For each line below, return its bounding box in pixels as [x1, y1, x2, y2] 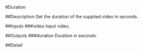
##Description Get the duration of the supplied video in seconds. [5, 14, 139, 19]
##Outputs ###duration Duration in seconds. [5, 33, 97, 38]
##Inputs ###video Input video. [5, 23, 70, 29]
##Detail [5, 42, 23, 48]
